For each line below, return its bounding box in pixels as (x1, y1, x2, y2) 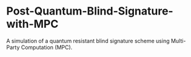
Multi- (170, 37, 186, 44)
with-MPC (6, 17, 59, 31)
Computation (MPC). (21, 44, 73, 51)
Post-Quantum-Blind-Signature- (6, 4, 174, 18)
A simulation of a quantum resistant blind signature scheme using (6, 37, 170, 44)
